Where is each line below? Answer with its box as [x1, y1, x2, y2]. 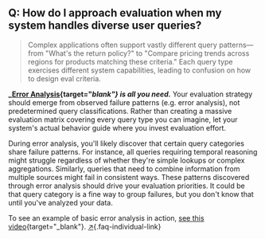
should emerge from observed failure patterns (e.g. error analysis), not [8, 97, 240, 107]
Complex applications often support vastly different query [27, 40, 217, 49]
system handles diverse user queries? [8, 19, 202, 33]
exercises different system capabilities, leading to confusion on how [27, 65, 251, 75]
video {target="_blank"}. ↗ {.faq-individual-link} [8, 221, 162, 231]
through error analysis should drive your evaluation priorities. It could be [8, 181, 245, 190]
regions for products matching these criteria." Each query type [27, 57, 233, 66]
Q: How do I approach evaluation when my [8, 6, 222, 20]
